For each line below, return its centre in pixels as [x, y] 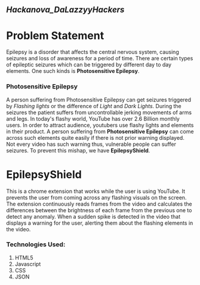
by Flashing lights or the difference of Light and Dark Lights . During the [94, 106]
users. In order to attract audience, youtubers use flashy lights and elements [100, 125]
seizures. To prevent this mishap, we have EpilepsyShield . [78, 150]
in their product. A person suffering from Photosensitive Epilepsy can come [100, 131]
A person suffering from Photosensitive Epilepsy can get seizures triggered [99, 99]
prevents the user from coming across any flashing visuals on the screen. [96, 197]
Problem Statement [55, 36]
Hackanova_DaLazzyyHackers [65, 10]
